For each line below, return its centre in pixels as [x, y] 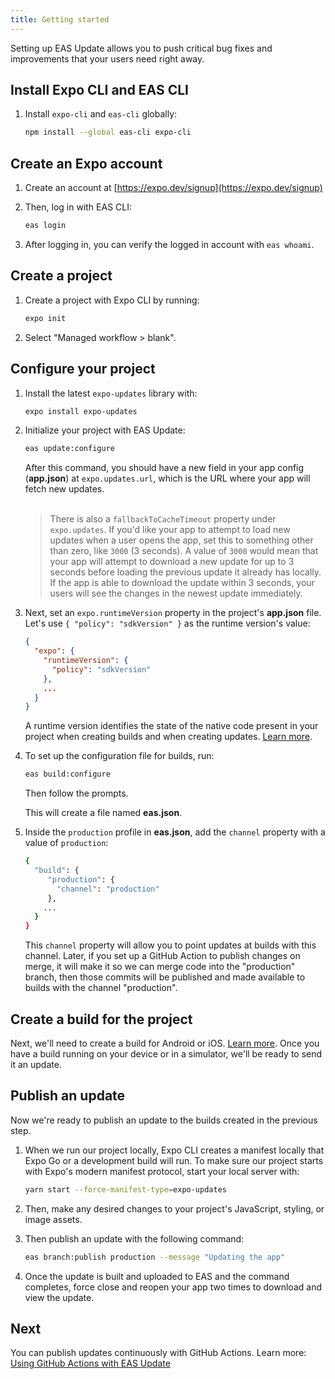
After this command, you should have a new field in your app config [164, 468]
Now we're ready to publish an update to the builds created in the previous [164, 1120]
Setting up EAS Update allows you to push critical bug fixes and [141, 48]
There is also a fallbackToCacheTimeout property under [163, 519]
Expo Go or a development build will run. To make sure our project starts [174, 1160]
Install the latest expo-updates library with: [111, 393]
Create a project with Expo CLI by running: [112, 300]
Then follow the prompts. [76, 793]
